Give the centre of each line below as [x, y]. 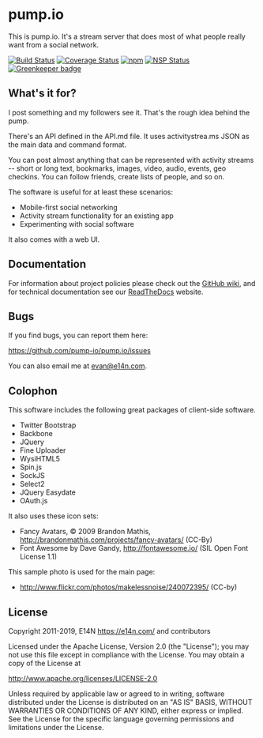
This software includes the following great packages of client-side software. [132, 410]
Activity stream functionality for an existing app [96, 216]
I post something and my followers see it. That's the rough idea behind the [129, 112]
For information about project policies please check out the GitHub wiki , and [132, 283]
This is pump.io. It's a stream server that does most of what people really [127, 36]
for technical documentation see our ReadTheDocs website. [106, 292]
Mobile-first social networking [69, 207]
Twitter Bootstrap [48, 425]
